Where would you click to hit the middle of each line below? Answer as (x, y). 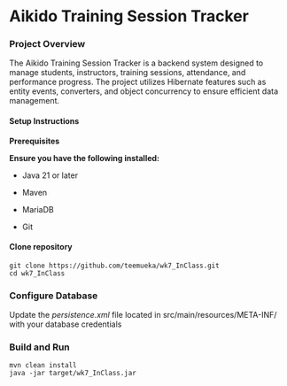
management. (35, 101)
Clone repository (41, 247)
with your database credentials (66, 324)
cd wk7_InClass (37, 273)
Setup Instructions (44, 121)
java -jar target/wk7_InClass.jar (73, 374)
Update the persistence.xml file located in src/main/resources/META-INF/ (143, 315)
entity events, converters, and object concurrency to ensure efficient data (144, 91)
